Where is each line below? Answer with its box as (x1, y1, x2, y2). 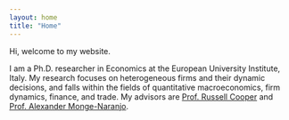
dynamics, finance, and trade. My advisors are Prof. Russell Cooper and (9, 91, 274, 102)
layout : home (9, 12, 58, 22)
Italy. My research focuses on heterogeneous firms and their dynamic (9, 72, 266, 83)
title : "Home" (9, 21, 62, 30)
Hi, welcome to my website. (9, 45, 111, 56)
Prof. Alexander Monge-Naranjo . (9, 100, 129, 111)
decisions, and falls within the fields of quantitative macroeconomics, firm (9, 82, 281, 92)
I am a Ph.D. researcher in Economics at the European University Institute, (9, 63, 281, 74)
